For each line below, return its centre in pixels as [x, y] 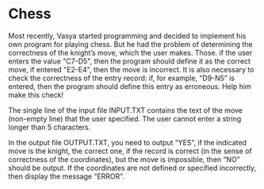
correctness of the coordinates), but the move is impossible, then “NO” [124, 159]
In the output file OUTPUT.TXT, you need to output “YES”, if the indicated [128, 142]
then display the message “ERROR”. [66, 176]
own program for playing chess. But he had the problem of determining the [130, 44]
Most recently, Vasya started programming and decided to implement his [127, 36]
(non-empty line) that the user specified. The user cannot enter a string [125, 118]
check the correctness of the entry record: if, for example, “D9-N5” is [122, 78]
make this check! [36, 94]
